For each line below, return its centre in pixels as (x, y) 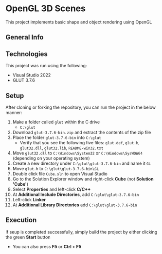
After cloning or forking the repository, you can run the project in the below (81, 107)
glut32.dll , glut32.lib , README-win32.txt (62, 148)
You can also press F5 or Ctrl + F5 (47, 246)
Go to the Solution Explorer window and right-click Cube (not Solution (83, 179)
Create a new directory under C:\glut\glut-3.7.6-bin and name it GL (82, 163)
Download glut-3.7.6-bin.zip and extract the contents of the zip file (82, 132)
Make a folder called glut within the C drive (56, 122)
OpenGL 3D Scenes (46, 9)
